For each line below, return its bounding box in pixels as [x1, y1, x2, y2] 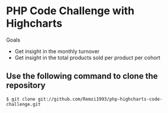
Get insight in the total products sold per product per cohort [14, 54, 161, 61]
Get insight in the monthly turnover [14, 47, 100, 54]
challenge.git [6, 101, 41, 107]
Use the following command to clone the [6, 71, 158, 81]
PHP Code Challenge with [6, 4, 135, 18]
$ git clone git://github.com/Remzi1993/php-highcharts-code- [6, 96, 163, 102]
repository [6, 80, 46, 91]
